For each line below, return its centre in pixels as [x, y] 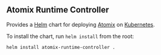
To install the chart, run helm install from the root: [70, 36]
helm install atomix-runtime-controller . [61, 47]
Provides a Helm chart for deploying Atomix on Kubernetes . [80, 24]
